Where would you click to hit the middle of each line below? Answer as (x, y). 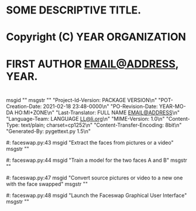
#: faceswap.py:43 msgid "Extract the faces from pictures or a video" (90, 142)
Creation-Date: (24, 106)
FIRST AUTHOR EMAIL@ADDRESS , (92, 64)
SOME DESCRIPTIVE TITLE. (74, 10)
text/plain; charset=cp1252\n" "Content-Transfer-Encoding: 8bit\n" (101, 125)
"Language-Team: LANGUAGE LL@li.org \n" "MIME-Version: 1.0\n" (85, 118)
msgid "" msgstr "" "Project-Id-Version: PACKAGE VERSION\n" (82, 100)
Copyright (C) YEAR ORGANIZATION (96, 37)
